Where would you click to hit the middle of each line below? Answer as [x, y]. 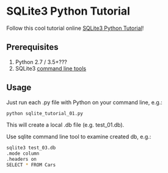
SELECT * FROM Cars [31, 165]
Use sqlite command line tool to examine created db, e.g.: [79, 137]
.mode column [23, 154]
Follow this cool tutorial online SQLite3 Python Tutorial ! [75, 28]
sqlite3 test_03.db [31, 148]
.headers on [21, 160]
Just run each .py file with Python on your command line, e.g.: [85, 102]
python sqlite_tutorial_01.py [45, 113]
